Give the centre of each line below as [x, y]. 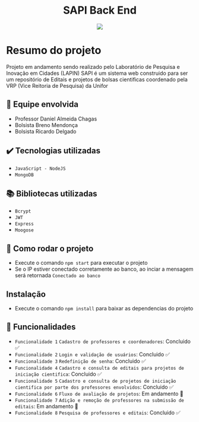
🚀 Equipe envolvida [42, 104]
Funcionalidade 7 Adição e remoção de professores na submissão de [99, 400]
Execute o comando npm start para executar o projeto [81, 263]
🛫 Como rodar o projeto [50, 248]
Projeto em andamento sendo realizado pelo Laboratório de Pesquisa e [93, 66]
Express [24, 224]
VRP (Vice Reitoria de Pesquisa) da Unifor [57, 85]
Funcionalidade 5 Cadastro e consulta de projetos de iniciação [95, 381]
